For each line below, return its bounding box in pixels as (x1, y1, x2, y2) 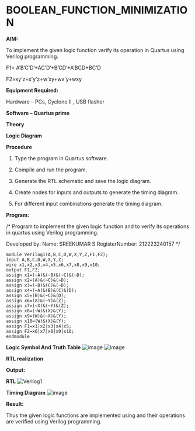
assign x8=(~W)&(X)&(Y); (6, 308, 67, 313)
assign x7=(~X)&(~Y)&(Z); (6, 302, 69, 309)
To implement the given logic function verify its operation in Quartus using (6, 46, 184, 53)
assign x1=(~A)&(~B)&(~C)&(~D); (6, 272, 85, 278)
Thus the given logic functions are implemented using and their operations (6, 412, 186, 419)
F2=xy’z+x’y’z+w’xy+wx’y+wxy (6, 75, 82, 82)
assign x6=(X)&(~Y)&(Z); (6, 298, 67, 304)
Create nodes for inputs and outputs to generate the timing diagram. (14, 188, 179, 196)
